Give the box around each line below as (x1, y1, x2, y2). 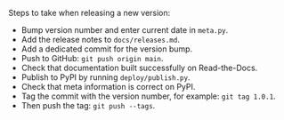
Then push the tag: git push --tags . (20, 100, 156, 110)
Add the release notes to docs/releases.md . (20, 35, 180, 44)
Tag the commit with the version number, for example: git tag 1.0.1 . (20, 91, 277, 101)
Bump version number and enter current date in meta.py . (20, 25, 229, 35)
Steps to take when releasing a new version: (8, 8, 171, 18)
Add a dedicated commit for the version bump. (20, 44, 193, 54)
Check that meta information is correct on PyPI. (20, 82, 196, 92)
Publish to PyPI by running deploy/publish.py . (20, 72, 191, 83)
